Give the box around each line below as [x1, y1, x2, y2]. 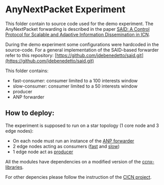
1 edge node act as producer [12, 149, 74, 155]
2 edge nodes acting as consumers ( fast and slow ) [12, 143, 120, 149]
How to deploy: [5, 109, 55, 117]
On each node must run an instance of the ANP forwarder [12, 137, 134, 144]
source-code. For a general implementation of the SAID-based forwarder [5, 47, 159, 53]
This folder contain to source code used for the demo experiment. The [5, 20, 154, 27]
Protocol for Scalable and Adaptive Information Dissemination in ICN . [5, 31, 150, 37]
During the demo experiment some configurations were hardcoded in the [5, 41, 159, 47]
